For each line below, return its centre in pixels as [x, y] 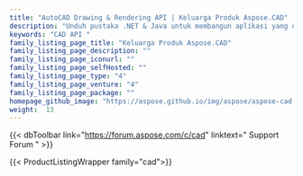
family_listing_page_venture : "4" [74, 84]
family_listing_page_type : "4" [68, 76]
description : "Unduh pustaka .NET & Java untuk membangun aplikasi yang [149, 26]
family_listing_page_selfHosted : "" [78, 68]
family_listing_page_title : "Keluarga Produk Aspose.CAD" [120, 43]
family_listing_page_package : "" [72, 92]
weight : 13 [32, 110]
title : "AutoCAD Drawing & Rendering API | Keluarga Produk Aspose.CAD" [149, 18]
